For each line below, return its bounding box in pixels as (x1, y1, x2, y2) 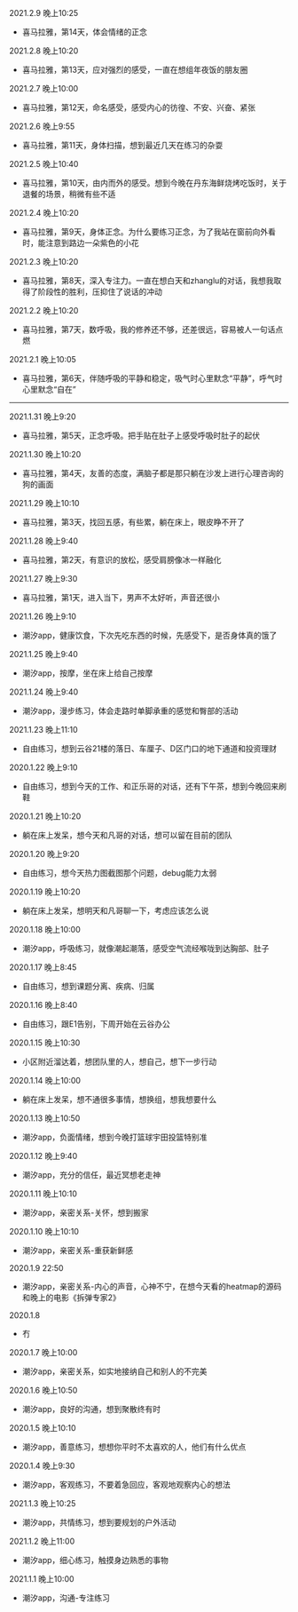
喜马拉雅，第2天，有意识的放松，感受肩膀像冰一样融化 (21, 554, 222, 565)
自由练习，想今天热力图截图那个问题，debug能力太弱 (21, 868, 217, 877)
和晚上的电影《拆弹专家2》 (21, 1292, 122, 1303)
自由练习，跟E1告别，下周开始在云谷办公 (21, 1019, 170, 1028)
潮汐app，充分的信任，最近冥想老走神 (21, 1170, 161, 1179)
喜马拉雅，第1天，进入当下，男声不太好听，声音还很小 (21, 592, 220, 602)
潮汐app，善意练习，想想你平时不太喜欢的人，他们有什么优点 (21, 1441, 247, 1452)
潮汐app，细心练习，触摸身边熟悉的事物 (21, 1555, 169, 1565)
